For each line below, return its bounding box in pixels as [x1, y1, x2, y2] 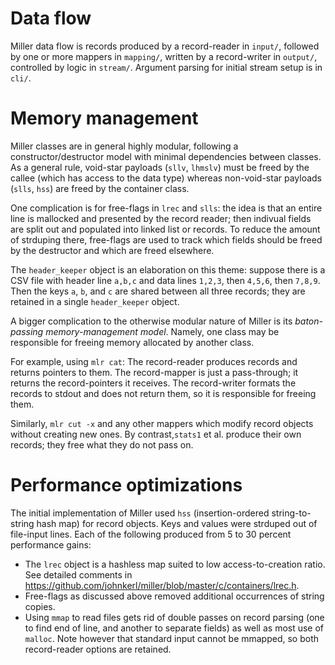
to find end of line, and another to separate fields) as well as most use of [24, 622, 325, 634]
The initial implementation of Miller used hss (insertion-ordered [10, 507, 270, 519]
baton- [294, 315, 323, 327]
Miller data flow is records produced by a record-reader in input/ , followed [10, 40, 320, 52]
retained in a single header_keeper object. [10, 295, 180, 307]
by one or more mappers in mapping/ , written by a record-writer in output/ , [10, 50, 318, 62]
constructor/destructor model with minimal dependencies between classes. [10, 150, 322, 162]
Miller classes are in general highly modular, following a [10, 140, 239, 152]
